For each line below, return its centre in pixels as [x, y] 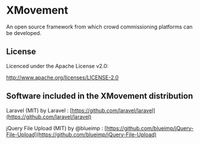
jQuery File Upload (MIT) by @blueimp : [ [57, 128]
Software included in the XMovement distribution [100, 96]
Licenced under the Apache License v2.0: [57, 66]
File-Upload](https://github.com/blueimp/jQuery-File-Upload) [81, 135]
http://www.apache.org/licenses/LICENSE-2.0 [62, 77]
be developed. [24, 33]
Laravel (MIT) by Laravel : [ [39, 110]
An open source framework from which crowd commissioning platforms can [99, 27]
